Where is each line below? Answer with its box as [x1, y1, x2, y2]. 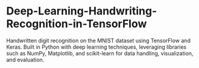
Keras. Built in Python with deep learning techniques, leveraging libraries [6, 43, 187, 51]
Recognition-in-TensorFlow [6, 17, 147, 31]
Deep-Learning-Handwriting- [6, 4, 157, 18]
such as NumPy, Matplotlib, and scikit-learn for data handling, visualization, [6, 49, 194, 57]
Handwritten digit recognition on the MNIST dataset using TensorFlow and [6, 37, 191, 44]
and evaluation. [6, 56, 45, 63]
